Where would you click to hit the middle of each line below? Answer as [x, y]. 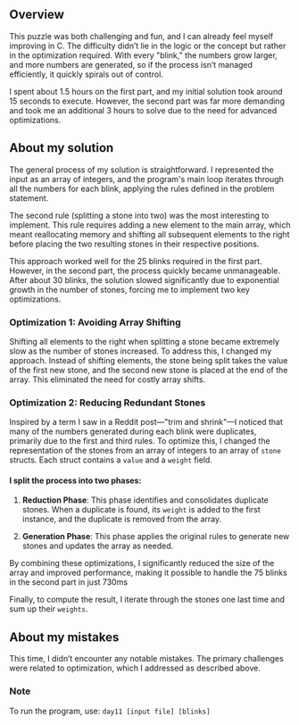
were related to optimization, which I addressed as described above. [135, 668]
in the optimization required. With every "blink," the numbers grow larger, [144, 55]
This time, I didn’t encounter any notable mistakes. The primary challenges [146, 659]
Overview [37, 15]
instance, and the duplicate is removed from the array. [122, 519]
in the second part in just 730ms [68, 582]
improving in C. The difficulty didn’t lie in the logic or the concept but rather [148, 46]
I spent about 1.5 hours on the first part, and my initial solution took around [146, 91]
